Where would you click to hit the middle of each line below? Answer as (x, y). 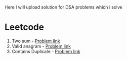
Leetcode (24, 27)
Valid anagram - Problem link (41, 46)
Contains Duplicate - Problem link (46, 51)
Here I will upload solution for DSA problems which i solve (63, 7)
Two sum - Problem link (36, 41)
